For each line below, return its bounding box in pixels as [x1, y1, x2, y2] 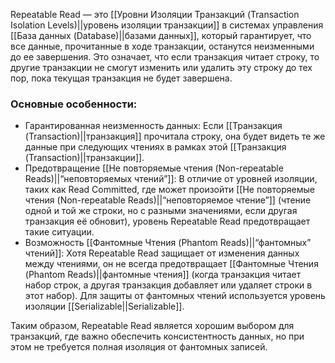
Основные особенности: [10, 97, 138, 111]
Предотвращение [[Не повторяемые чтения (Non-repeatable [24, 162, 284, 174]
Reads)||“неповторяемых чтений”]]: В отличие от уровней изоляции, [24, 173, 318, 185]
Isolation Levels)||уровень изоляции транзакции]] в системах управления [10, 19, 324, 31]
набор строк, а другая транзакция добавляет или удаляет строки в [24, 279, 313, 291]
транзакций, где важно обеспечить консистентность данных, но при [10, 330, 305, 343]
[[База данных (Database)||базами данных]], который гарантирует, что [10, 30, 312, 41]
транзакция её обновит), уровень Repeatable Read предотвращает [24, 215, 311, 228]
